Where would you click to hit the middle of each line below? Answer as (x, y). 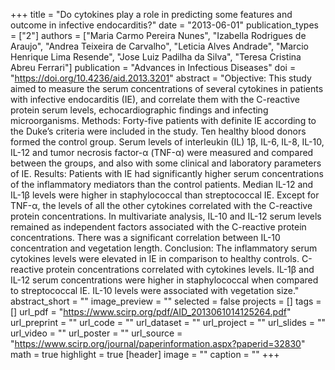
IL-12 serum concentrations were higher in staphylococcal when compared (164, 280)
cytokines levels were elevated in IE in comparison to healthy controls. (155, 258)
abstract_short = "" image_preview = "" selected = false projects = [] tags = (166, 301)
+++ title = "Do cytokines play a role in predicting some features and (151, 14)
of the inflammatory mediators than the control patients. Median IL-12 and (162, 184)
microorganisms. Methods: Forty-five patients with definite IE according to (163, 120)
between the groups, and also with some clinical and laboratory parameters (166, 163)
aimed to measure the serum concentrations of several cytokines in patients (167, 88)
